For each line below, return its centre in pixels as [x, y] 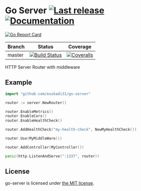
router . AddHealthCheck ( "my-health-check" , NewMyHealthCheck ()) [71, 130]
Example [19, 83]
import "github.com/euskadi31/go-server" [48, 94]
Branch [16, 47]
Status [46, 47]
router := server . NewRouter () [36, 103]
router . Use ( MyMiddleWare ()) [34, 138]
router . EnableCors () [26, 116]
